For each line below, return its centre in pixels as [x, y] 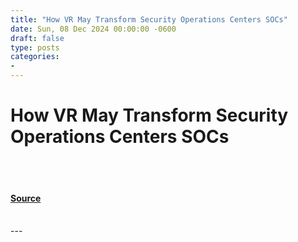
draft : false [37, 38]
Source [26, 198]
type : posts [35, 47]
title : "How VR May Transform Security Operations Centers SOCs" [149, 19]
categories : [35, 57]
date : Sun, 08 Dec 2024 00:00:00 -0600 [93, 29]
